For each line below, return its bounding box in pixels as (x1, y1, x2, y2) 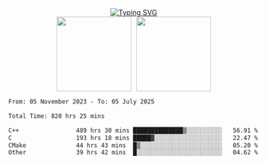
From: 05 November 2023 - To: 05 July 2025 (8, 98, 155, 106)
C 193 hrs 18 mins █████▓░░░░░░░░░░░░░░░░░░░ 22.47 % (8, 134, 259, 142)
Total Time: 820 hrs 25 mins (8, 111, 105, 120)
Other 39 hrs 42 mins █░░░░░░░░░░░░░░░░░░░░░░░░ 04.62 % (8, 149, 259, 157)
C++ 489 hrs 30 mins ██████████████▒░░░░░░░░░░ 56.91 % (8, 127, 259, 135)
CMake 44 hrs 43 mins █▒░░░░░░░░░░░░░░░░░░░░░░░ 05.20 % (8, 141, 259, 150)
